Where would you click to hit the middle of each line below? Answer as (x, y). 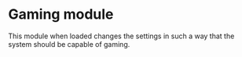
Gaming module (61, 14)
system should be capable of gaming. (69, 44)
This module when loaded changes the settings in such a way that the (121, 36)
